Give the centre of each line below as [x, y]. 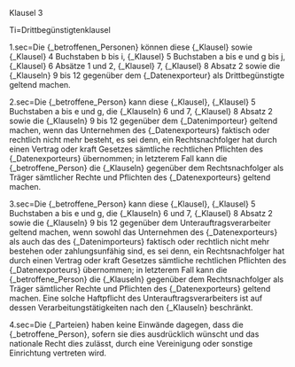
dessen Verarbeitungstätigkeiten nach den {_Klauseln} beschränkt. [131, 308]
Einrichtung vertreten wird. [58, 353]
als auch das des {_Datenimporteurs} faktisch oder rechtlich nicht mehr [140, 242]
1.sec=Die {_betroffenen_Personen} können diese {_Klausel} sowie [131, 47]
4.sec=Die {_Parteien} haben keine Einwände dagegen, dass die [126, 324]
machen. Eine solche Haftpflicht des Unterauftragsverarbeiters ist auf [136, 298]
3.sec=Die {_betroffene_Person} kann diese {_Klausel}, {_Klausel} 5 [132, 204]
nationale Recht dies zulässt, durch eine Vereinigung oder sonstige [131, 344]
